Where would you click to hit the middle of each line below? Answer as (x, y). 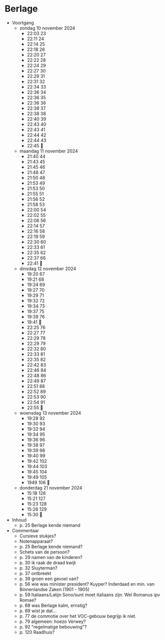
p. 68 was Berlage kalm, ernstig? (53, 605)
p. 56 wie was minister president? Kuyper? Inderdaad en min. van (87, 584)
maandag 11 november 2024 (49, 151)
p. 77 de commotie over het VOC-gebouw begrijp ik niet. (78, 616)
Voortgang (23, 23)
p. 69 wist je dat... (38, 611)
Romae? (28, 600)
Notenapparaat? (36, 541)
